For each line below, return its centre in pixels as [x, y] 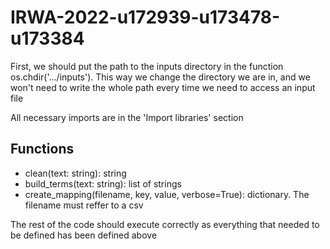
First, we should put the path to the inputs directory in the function [147, 66]
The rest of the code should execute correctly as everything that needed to [165, 224]
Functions [42, 149]
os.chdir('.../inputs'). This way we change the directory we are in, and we [160, 77]
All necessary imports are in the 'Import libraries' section [127, 117]
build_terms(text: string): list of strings [103, 183]
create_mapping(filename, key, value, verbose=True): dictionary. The [167, 194]
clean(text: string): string [75, 173]
